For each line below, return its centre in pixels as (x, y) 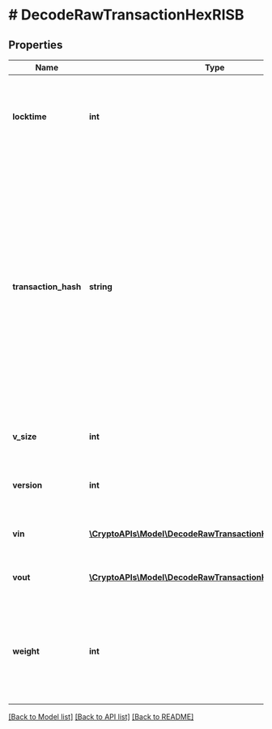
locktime (30, 117)
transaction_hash (47, 287)
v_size (25, 437)
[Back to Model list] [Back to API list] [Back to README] (101, 717)
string (101, 287)
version (28, 485)
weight (26, 651)
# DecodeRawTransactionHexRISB (126, 15)
